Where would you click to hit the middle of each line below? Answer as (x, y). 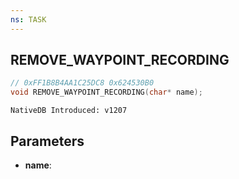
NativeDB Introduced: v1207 (69, 111)
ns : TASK (28, 19)
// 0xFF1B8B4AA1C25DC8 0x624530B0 (82, 83)
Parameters (47, 141)
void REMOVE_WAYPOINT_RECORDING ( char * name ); (106, 92)
